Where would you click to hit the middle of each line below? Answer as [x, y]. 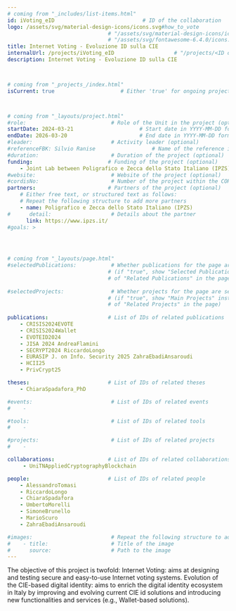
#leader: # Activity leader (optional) [103, 142]
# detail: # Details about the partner [102, 214]
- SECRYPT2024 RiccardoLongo [63, 350]
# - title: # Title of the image [91, 544]
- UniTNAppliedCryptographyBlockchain [80, 466]
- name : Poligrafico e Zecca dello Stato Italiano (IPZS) [106, 207]
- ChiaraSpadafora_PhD [53, 389]
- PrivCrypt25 [40, 370]
